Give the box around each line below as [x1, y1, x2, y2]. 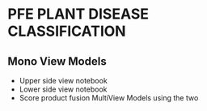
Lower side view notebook [19, 84, 108, 94]
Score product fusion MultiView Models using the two [19, 93, 199, 102]
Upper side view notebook [19, 76, 108, 85]
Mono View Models [7, 54, 107, 68]
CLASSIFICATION [7, 22, 126, 41]
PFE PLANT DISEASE [7, 5, 150, 23]
